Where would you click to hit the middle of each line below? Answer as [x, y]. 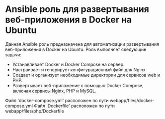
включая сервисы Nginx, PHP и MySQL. [54, 91]
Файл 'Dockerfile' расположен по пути [75, 106]
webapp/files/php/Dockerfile [35, 111]
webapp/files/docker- [132, 100]
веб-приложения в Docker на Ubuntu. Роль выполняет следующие [76, 49]
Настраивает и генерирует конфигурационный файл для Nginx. [80, 69]
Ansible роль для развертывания [77, 9]
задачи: [13, 55]
